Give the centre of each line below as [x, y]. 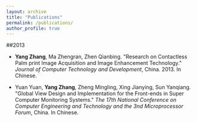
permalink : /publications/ [40, 23]
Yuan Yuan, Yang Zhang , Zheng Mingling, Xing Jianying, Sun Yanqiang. [103, 87]
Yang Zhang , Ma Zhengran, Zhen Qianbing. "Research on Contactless [101, 57]
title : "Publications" [34, 17]
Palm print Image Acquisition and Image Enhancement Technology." [98, 63]
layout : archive [26, 12]
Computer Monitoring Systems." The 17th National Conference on [96, 100]
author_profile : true [33, 28]
